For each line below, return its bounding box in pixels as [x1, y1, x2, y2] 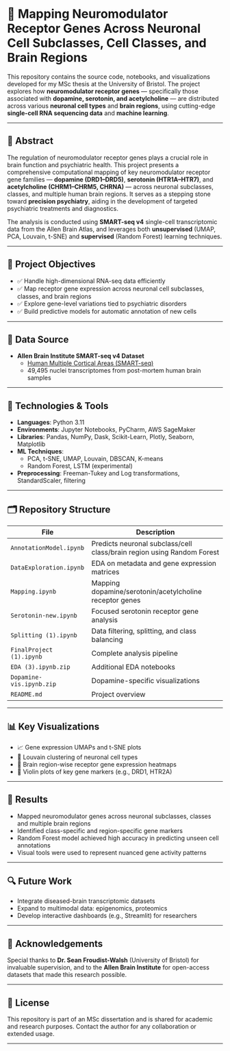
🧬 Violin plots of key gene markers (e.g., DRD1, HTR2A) [16, 767, 172, 776]
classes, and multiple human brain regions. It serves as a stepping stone [7, 190, 211, 198]
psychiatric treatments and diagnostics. [7, 204, 118, 212]
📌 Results [7, 794, 48, 806]
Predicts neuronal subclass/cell [91, 539, 192, 548]
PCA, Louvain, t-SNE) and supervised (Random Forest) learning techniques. [7, 232, 222, 240]
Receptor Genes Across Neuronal [7, 21, 201, 36]
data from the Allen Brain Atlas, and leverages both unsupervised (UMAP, [7, 225, 216, 233]
